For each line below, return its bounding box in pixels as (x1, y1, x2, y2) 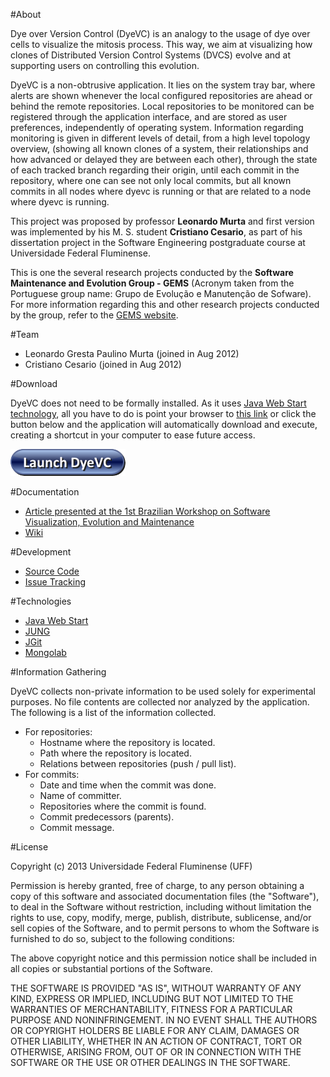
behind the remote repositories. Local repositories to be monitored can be (10, 100, 315, 112)
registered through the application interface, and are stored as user (10, 111, 288, 123)
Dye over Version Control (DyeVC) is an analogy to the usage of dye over (10, 28, 311, 39)
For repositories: (24, 726, 93, 738)
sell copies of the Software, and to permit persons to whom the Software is (10, 922, 320, 934)
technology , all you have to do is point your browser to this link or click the (10, 408, 317, 419)
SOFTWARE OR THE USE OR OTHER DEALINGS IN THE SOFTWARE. (10, 1057, 291, 1068)
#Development (10, 546, 72, 558)
